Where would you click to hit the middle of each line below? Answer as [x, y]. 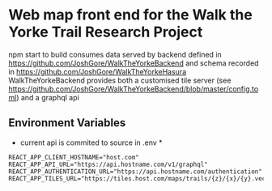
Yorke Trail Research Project [106, 32]
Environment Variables [67, 123]
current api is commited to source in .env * [91, 142]
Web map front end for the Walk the [130, 15]
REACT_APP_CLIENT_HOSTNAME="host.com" [74, 157]
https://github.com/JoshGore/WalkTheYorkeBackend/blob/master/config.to [134, 89]
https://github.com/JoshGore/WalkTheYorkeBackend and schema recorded [134, 63]
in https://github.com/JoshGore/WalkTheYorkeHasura [98, 71]
